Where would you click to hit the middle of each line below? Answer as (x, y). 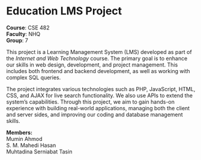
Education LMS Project (64, 11)
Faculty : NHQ (23, 34)
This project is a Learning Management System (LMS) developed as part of (99, 52)
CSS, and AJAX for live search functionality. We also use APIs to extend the (100, 95)
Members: (19, 132)
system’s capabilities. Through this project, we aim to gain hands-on (91, 102)
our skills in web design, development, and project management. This (92, 65)
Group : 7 (17, 40)
